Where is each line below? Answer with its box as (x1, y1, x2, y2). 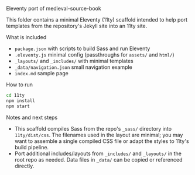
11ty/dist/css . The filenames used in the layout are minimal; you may (14, 131, 183, 138)
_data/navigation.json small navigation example (14, 64, 133, 71)
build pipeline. (14, 143, 49, 150)
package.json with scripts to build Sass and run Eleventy (14, 45, 150, 52)
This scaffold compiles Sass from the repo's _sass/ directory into (14, 125, 172, 132)
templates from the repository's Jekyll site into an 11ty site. (6, 23, 148, 29)
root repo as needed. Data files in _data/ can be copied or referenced (14, 156, 183, 163)
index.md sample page (14, 70, 69, 76)
